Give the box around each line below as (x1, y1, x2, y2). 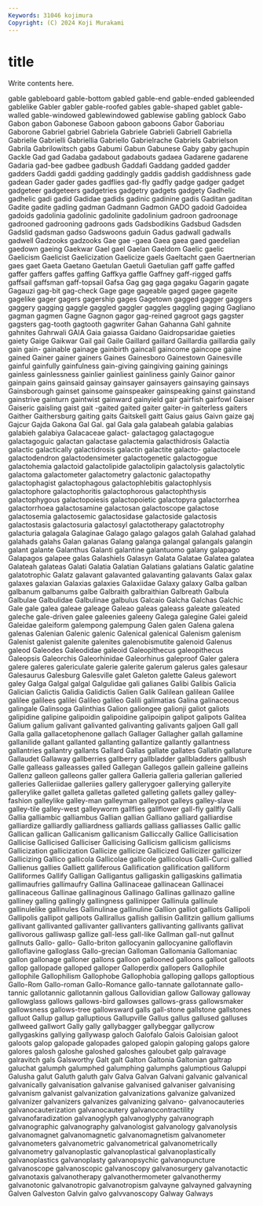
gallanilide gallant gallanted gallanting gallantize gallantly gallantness (8, 737, 231, 747)
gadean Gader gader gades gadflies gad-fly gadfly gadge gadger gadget (8, 178, 245, 187)
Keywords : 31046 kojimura (8, 11, 93, 20)
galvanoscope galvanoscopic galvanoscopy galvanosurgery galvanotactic (8, 1164, 249, 1173)
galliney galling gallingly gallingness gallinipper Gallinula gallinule (8, 896, 218, 905)
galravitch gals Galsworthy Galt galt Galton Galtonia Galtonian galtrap (8, 1055, 232, 1064)
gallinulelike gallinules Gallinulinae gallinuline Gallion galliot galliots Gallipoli (8, 905, 251, 914)
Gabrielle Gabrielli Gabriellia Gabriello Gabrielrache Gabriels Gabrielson (8, 135, 239, 146)
